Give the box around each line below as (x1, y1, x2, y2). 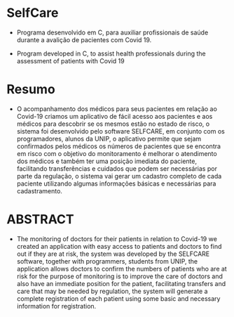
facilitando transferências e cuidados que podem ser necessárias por (16, 164, 218, 173)
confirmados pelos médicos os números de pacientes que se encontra (16, 142, 221, 150)
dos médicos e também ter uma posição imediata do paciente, (16, 157, 198, 165)
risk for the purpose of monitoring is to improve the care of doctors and (16, 272, 223, 280)
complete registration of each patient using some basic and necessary (16, 294, 221, 303)
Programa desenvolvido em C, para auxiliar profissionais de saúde (16, 28, 209, 37)
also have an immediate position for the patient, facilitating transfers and (16, 279, 226, 287)
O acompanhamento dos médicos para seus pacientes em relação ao (16, 104, 218, 113)
